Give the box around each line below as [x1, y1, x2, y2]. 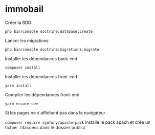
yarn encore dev [5, 101, 38, 106]
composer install [5, 65, 41, 70]
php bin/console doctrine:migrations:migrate [5, 47, 99, 52]
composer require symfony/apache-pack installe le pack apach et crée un [5, 119, 151, 125]
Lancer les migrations [5, 38, 49, 44]
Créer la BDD [5, 20, 32, 25]
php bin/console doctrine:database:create [5, 29, 93, 34]
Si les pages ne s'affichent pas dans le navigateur [5, 110, 106, 115]
